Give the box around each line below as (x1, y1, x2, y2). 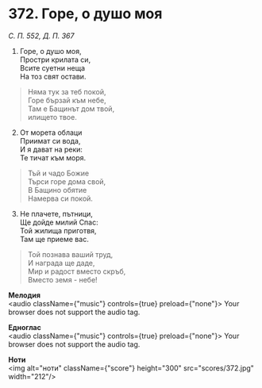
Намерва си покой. (27, 194, 94, 203)
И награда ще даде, (27, 258, 95, 267)
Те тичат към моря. (19, 152, 87, 163)
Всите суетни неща (19, 63, 86, 72)
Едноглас (8, 322, 41, 332)
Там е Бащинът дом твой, (27, 104, 115, 113)
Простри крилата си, (19, 55, 91, 64)
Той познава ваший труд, (27, 249, 114, 259)
